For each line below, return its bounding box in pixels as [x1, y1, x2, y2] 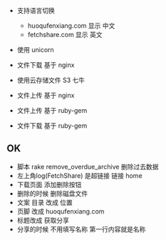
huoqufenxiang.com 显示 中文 [27, 21, 115, 30]
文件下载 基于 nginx [16, 61, 75, 69]
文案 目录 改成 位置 [16, 198, 73, 206]
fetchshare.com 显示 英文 [27, 31, 103, 39]
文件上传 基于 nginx [16, 91, 75, 99]
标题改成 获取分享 [16, 216, 69, 224]
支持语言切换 [16, 6, 55, 14]
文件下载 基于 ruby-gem [16, 121, 88, 130]
